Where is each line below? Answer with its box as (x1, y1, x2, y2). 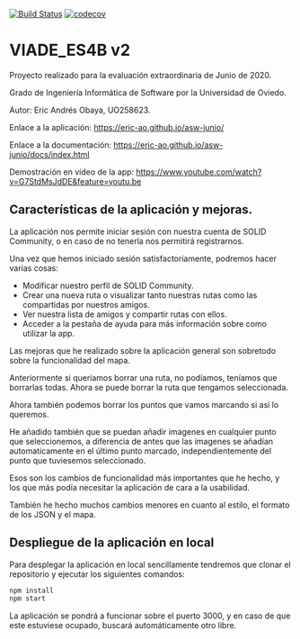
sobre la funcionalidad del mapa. (9, 355, 130, 365)
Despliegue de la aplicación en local (9, 535, 215, 551)
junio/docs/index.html (9, 148, 90, 159)
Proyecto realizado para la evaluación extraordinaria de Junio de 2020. (9, 69, 272, 80)
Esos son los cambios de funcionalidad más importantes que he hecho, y (9, 472, 280, 483)
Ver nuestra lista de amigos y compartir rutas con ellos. (22, 309, 227, 319)
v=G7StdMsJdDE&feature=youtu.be (9, 175, 142, 186)
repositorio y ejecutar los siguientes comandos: (9, 568, 186, 580)
